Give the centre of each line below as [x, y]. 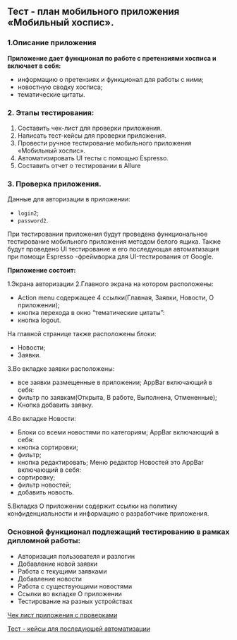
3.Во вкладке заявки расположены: [61, 369]
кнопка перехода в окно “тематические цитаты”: [91, 313]
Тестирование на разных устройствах [75, 601]
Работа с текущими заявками [62, 571]
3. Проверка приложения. [54, 184]
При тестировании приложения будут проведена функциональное [108, 234]
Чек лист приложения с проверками [62, 615]
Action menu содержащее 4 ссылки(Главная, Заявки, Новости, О [115, 298]
